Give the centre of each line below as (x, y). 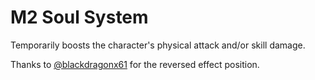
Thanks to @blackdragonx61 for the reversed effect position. (135, 64)
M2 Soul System (79, 17)
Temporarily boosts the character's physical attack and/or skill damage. (158, 45)
